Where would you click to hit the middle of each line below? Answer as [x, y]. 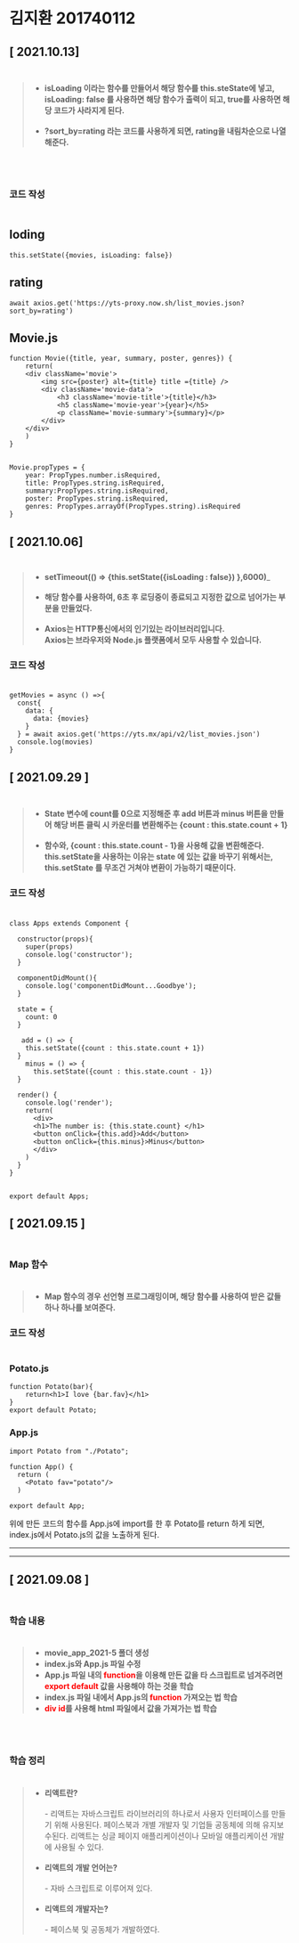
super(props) [49, 947]
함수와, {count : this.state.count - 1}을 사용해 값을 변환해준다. [154, 845]
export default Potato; [53, 1410]
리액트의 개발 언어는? [81, 1867]
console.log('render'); [69, 1102]
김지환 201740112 [73, 18]
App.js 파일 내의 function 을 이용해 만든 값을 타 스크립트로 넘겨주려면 [163, 1675]
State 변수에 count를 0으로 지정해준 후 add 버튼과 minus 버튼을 [156, 814]
